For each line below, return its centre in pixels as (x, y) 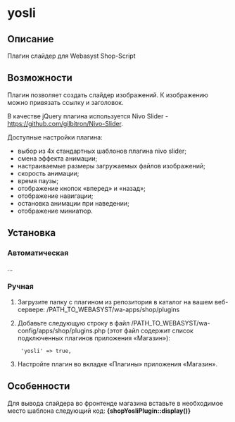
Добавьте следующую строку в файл (74, 323)
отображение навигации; (55, 196)
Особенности (39, 386)
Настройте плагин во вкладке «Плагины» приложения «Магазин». (118, 364)
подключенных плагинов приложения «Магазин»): (94, 338)
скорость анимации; (48, 173)
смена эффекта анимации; (57, 158)
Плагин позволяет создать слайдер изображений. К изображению (108, 95)
